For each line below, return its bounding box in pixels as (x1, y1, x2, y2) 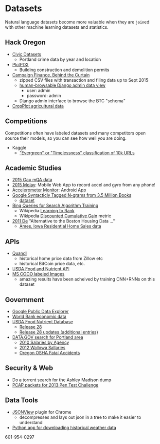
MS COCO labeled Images (12, 271, 65, 277)
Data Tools (5, 396, 38, 405)
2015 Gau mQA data (12, 177, 53, 183)
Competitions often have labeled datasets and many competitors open (5, 130, 146, 136)
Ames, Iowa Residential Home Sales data (19, 223, 101, 229)
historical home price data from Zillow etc (19, 256, 103, 261)
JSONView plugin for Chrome (12, 409, 71, 415)
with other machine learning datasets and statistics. (5, 24, 108, 30)
